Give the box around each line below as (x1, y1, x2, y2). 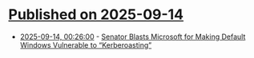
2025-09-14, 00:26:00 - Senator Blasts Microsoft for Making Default (19, 32, 246, 41)
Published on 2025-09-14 (8, 6, 184, 24)
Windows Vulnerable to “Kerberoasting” (19, 40, 152, 49)
